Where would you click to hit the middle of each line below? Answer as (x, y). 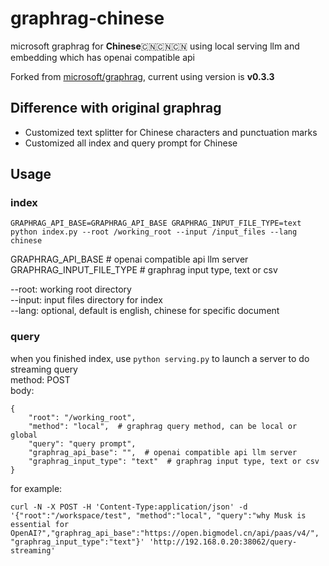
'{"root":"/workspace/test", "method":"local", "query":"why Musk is (158, 515)
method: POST (40, 379)
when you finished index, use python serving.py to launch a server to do (160, 358)
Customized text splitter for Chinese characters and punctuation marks (171, 132)
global (24, 435)
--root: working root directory (71, 289)
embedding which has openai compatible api (102, 57)
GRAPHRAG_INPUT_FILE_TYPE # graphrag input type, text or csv (144, 270)
